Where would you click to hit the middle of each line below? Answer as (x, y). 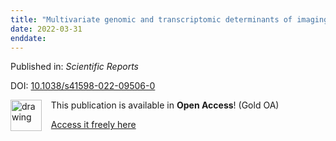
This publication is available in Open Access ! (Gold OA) (165, 105)
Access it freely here (93, 125)
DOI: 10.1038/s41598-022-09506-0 (83, 86)
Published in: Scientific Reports (74, 67)
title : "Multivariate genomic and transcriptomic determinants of (151, 19)
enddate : (28, 38)
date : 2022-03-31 (46, 29)
